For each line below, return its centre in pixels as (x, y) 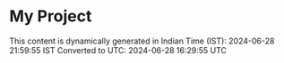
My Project (51, 16)
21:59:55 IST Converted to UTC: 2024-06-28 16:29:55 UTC (118, 50)
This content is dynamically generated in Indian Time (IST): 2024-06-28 (142, 41)
